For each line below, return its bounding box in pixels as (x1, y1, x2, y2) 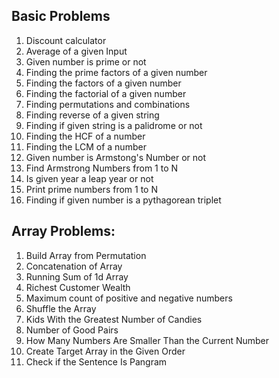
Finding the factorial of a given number (25, 87, 187, 99)
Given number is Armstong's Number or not (25, 151, 206, 163)
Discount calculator (25, 34, 107, 46)
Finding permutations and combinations (25, 98, 191, 110)
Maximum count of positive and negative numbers (25, 292, 233, 304)
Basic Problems (11, 8, 111, 25)
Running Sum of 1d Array (25, 270, 129, 283)
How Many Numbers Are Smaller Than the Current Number (25, 334, 270, 346)
